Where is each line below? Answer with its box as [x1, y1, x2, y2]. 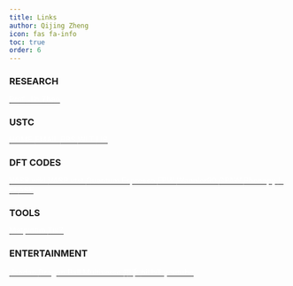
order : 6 [9, 46, 42, 55]
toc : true [9, 37, 46, 47]
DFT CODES [9, 157, 62, 169]
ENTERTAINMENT [9, 247, 89, 259]
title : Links [9, 12, 58, 22]
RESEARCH [9, 75, 59, 88]
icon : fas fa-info [9, 29, 77, 38]
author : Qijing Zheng [9, 21, 89, 30]
